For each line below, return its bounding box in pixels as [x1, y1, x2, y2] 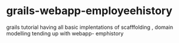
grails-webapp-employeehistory [6, 4, 172, 18]
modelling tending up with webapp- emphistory [6, 29, 124, 37]
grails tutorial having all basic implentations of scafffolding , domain [6, 24, 174, 31]
